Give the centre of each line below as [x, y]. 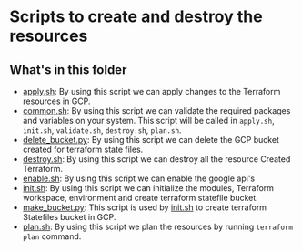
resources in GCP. [56, 101]
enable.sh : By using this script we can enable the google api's [139, 178]
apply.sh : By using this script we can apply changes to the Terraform [151, 91]
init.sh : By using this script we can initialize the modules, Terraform [148, 188]
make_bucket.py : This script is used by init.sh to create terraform [144, 207]
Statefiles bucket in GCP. [69, 217]
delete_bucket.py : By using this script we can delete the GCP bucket [151, 140]
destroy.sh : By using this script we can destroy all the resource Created [156, 159]
